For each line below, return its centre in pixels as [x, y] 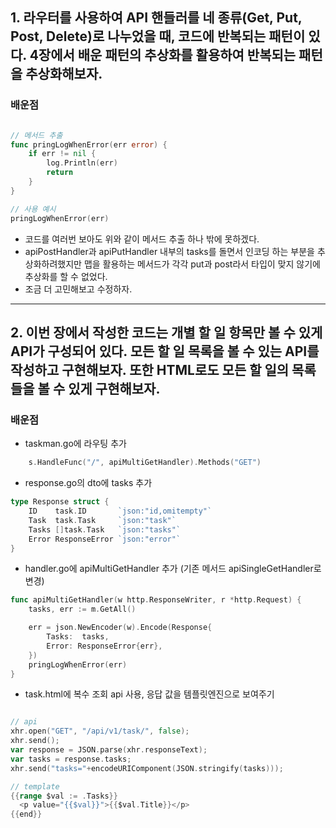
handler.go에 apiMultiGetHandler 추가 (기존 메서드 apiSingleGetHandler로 [173, 569]
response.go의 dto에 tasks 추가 [88, 483]
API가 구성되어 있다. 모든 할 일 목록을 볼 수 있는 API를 [165, 351]
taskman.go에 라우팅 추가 [75, 444]
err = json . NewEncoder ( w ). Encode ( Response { [120, 628]
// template [35, 786]
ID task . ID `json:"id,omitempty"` [120, 511]
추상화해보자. [64, 74]
